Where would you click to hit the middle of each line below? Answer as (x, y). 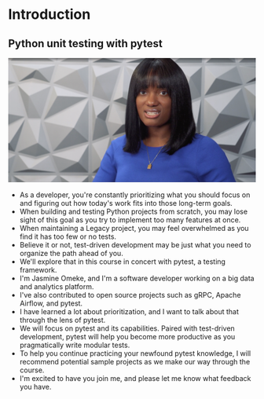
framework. (38, 270)
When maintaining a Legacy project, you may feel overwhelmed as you (134, 229)
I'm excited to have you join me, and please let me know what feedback (135, 379)
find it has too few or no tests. (68, 236)
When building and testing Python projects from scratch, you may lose (134, 212)
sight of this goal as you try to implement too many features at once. (130, 220)
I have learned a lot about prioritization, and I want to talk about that (129, 312)
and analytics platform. (57, 287)
